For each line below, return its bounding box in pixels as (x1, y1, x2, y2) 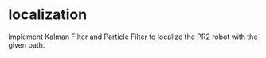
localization (8, 6, 88, 24)
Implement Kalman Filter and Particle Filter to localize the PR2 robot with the (8, 32, 258, 41)
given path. (8, 40, 45, 49)
